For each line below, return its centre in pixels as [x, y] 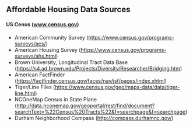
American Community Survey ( [51, 37]
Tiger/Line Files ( [35, 87]
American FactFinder [40, 75]
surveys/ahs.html [35, 56]
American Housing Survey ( [48, 50]
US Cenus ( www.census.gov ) [43, 24]
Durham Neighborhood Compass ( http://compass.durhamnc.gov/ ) [94, 118]
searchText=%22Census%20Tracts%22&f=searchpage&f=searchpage [100, 112]
